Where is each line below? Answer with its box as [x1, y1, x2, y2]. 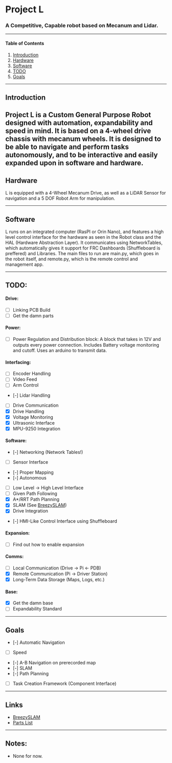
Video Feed [12, 376, 37, 383]
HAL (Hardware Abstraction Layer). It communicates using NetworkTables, [5, 240, 163, 246]
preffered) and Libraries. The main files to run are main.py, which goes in [5, 251, 159, 257]
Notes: [5, 739, 27, 748]
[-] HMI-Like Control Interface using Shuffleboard [12, 518, 118, 524]
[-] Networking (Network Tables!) [12, 449, 83, 455]
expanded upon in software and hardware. [5, 159, 144, 167]
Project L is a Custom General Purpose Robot [5, 110, 151, 119]
